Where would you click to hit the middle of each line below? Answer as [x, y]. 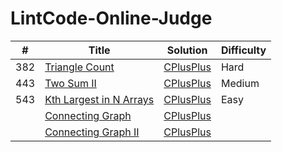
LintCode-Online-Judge [111, 18]
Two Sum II [70, 83]
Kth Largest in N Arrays [99, 99]
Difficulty [243, 50]
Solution [187, 50]
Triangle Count [79, 67]
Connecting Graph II [92, 132]
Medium [240, 83]
